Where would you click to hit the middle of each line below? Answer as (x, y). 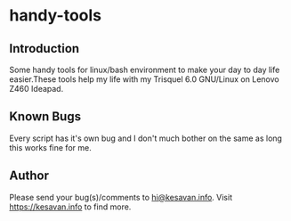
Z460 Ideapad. (36, 89)
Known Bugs (45, 117)
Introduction (44, 49)
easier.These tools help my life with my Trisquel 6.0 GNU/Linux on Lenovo (144, 79)
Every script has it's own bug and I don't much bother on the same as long (146, 138)
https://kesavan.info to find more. (70, 207)
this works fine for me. (50, 147)
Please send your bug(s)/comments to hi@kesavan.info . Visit (121, 197)
